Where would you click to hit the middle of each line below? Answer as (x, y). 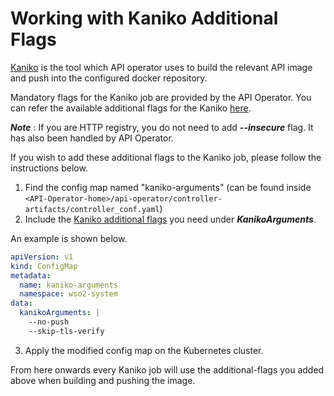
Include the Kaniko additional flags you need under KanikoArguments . (170, 219)
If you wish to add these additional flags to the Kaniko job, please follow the (166, 157)
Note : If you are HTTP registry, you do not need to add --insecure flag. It (162, 127)
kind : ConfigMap (44, 266)
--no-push (49, 322)
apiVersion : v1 (42, 257)
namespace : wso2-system (68, 294)
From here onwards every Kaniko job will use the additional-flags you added (167, 369)
